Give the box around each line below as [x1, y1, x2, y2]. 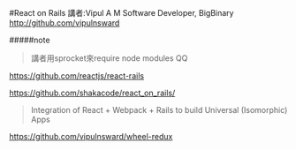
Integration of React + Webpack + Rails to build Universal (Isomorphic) [30, 105, 288, 115]
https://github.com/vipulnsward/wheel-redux [9, 131, 173, 141]
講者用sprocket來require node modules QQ [30, 53, 188, 64]
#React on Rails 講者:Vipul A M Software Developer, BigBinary [9, 8, 234, 18]
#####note [9, 34, 50, 45]
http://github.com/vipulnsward [9, 18, 120, 28]
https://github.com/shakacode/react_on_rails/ [9, 87, 176, 98]
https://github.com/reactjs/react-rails [9, 71, 144, 81]
